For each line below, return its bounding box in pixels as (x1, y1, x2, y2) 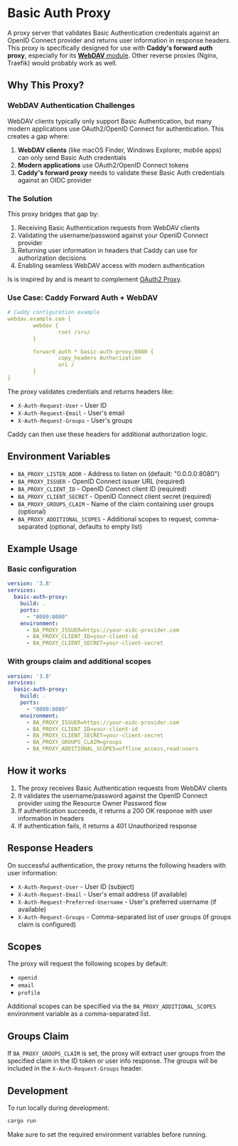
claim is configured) (17, 920, 77, 929)
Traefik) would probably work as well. (7, 58, 118, 67)
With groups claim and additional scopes (7, 656, 151, 666)
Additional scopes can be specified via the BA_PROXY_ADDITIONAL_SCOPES (7, 1002, 217, 1010)
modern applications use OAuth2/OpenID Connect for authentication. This (7, 124, 225, 133)
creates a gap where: (7, 131, 70, 140)
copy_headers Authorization (58, 355, 141, 362)
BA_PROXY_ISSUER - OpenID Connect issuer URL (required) (17, 477, 185, 485)
